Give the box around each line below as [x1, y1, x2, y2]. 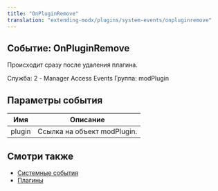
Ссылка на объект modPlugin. [37, 126, 138, 136]
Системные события [17, 168, 78, 177]
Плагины [17, 176, 44, 184]
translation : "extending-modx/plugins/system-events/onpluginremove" [7, 17, 212, 24]
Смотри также [7, 150, 74, 162]
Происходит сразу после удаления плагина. [7, 60, 138, 69]
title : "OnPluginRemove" [7, 10, 79, 17]
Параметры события [7, 94, 103, 106]
